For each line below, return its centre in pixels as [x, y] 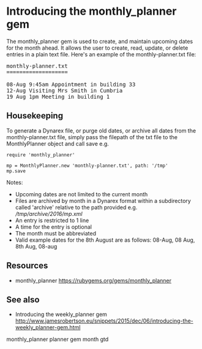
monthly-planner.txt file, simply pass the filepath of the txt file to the [92, 137]
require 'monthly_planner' [41, 155]
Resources [27, 266]
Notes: [15, 182]
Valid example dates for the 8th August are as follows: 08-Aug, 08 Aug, [105, 240]
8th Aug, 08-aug [36, 246]
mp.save [16, 171]
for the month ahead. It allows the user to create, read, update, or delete [97, 48]
